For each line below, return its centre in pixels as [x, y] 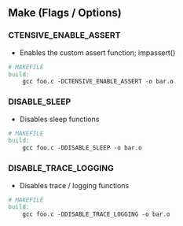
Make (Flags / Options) [65, 13]
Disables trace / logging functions [74, 185]
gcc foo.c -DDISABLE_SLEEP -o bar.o [82, 148]
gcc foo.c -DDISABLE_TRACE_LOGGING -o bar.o [96, 215]
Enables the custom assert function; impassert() [97, 52]
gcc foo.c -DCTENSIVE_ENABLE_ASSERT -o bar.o [98, 82]
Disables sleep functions [59, 119]
